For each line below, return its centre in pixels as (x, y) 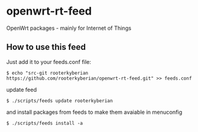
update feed (22, 89)
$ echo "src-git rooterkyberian (47, 73)
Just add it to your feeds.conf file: (49, 61)
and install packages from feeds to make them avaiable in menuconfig (94, 112)
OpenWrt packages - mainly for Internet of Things (69, 28)
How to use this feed (46, 47)
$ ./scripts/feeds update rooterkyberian (60, 101)
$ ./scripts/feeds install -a (45, 123)
